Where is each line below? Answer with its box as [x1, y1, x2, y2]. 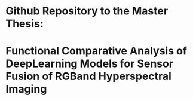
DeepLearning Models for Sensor [5, 57, 174, 71]
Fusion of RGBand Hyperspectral [5, 70, 171, 83]
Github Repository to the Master [5, 4, 169, 18]
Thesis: [5, 17, 44, 30]
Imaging [5, 82, 47, 96]
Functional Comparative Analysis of [5, 44, 188, 58]
